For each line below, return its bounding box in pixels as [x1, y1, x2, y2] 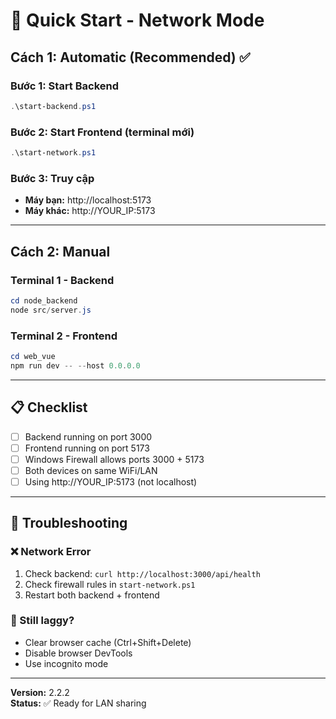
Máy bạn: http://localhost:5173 [24, 194, 152, 206]
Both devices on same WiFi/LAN [24, 464, 158, 476]
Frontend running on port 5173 [24, 442, 150, 454]
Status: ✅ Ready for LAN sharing [10, 697, 147, 709]
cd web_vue [10, 351, 56, 361]
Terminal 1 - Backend [10, 273, 115, 287]
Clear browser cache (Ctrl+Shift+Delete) [24, 636, 192, 648]
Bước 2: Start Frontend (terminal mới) [10, 125, 195, 139]
